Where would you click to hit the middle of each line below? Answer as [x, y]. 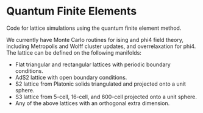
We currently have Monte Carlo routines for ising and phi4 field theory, [95, 39]
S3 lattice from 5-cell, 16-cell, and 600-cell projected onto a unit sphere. [106, 97]
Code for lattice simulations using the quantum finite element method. [94, 28]
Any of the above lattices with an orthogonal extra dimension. [92, 103]
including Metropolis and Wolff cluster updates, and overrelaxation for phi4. [101, 46]
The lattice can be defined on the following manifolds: [74, 52]
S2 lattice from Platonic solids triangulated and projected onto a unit [100, 84]
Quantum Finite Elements [72, 11]
